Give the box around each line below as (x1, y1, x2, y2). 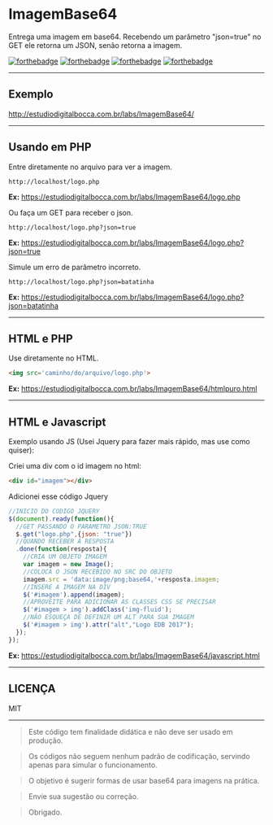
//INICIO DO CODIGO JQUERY (8, 507, 100, 515)
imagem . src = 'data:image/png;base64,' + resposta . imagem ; (23, 575, 220, 583)
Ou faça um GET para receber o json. (8, 207, 133, 217)
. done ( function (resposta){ (15, 545, 107, 553)
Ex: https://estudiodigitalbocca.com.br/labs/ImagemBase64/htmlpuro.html (8, 384, 258, 394)
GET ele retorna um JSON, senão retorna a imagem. (8, 40, 183, 50)
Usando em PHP (8, 140, 92, 155)
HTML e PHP (8, 331, 73, 346)
